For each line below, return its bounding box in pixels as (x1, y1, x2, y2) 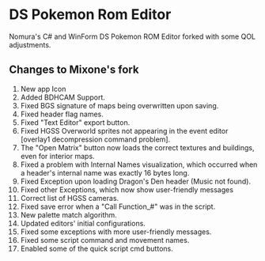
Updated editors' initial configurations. (20, 218, 146, 228)
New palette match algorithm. (20, 210, 117, 219)
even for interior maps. (20, 151, 95, 161)
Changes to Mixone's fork (9, 63, 139, 77)
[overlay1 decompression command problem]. (20, 134, 171, 144)
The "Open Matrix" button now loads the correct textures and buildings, (20, 142, 256, 152)
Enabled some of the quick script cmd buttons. (20, 244, 173, 253)
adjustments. (9, 40, 51, 49)
